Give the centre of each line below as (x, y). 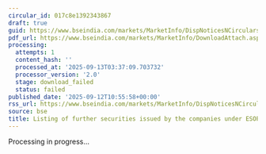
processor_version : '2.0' (58, 75)
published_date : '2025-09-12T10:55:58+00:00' (84, 97)
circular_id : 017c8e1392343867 (60, 15)
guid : (17, 30)
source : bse (28, 112)
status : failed (40, 89)
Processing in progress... (49, 141)
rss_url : (23, 104)
